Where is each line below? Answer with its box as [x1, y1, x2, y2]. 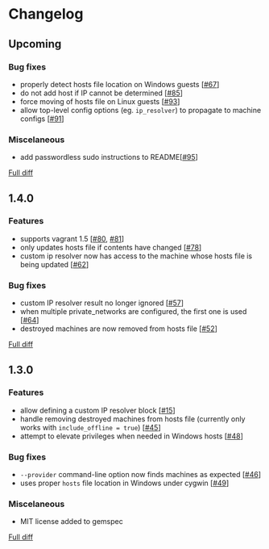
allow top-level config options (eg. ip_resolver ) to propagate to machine [19, 105, 262, 115]
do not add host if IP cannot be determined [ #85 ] [19, 88, 184, 98]
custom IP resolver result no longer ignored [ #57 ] [19, 298, 184, 308]
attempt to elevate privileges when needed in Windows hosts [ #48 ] [19, 431, 244, 441]
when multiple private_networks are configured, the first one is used [19, 307, 247, 316]
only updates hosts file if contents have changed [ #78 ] [19, 242, 202, 252]
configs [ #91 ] [19, 114, 64, 124]
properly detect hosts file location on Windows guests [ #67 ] [19, 79, 220, 89]
